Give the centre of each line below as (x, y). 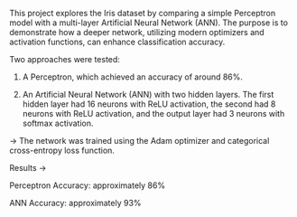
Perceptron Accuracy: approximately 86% (87, 185)
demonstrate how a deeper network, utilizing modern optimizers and (137, 32)
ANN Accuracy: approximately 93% (75, 203)
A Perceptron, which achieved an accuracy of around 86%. (133, 77)
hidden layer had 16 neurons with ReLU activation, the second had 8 (149, 104)
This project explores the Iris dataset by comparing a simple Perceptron (143, 13)
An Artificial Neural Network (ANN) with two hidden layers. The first (148, 94)
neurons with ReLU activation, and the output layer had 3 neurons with (153, 113)
